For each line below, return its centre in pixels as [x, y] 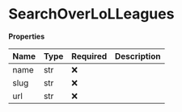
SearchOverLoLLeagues [91, 14]
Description [138, 56]
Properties [27, 36]
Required [89, 56]
